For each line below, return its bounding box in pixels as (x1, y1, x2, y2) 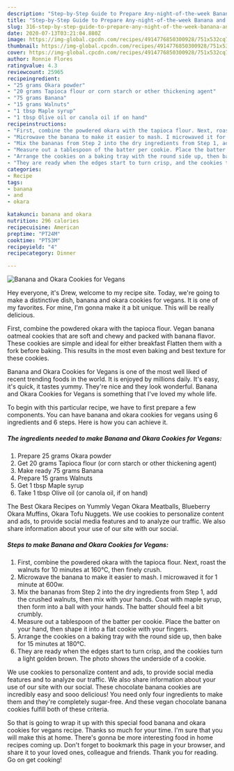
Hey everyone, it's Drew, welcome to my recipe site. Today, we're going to (7, 289, 220, 297)
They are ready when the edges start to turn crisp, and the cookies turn (17, 647, 223, 656)
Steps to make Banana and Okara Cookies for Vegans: (7, 540, 169, 548)
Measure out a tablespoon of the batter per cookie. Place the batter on (17, 617, 221, 626)
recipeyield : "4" (7, 244, 58, 250)
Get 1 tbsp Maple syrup (17, 481, 84, 490)
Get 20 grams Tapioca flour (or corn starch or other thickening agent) (17, 459, 217, 467)
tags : (7, 179, 23, 186)
